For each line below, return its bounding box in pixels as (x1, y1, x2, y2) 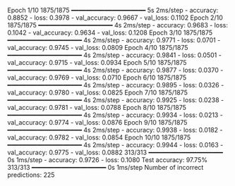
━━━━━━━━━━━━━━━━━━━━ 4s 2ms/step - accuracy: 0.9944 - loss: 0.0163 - (7, 141, 224, 149)
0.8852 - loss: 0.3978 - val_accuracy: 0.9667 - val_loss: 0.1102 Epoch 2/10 (7, 13, 224, 22)
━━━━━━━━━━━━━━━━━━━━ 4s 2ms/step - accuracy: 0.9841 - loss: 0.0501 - (7, 51, 222, 59)
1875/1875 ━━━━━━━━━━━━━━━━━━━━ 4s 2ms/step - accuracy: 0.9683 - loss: (7, 21, 228, 29)
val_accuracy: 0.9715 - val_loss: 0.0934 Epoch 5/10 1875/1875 (7, 58, 187, 66)
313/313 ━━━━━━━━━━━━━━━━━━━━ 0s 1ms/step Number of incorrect (7, 163, 204, 171)
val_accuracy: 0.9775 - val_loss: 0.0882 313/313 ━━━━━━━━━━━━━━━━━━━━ (7, 148, 224, 156)
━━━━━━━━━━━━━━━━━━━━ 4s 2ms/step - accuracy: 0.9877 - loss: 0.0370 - (7, 66, 224, 74)
